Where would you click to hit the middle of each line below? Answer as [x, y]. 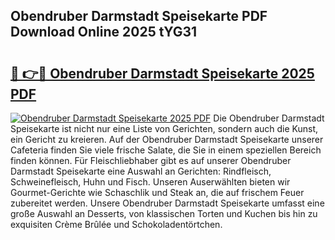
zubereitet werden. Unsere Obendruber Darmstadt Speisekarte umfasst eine [167, 203]
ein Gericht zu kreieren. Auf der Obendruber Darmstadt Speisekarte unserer [167, 139]
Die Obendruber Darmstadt [269, 118]
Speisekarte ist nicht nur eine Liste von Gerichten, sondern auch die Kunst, [164, 128]
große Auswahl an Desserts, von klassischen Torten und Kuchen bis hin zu [164, 213]
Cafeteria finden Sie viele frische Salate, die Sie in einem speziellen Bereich [166, 150]
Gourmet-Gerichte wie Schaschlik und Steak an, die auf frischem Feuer [157, 192]
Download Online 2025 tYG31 [104, 32]
